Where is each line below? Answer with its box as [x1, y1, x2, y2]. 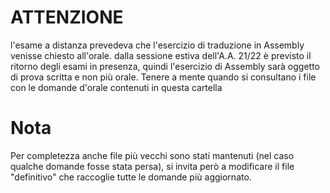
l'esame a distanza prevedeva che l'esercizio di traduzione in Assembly [10, 39, 305, 51]
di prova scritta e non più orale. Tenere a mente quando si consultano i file [10, 71, 317, 83]
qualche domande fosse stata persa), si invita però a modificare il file [10, 160, 295, 172]
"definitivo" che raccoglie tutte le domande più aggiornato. [10, 171, 252, 183]
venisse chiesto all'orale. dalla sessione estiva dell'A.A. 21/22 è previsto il [10, 49, 312, 61]
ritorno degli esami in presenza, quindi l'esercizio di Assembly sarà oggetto [10, 60, 320, 72]
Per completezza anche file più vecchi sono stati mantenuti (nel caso [10, 149, 295, 161]
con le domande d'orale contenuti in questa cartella [10, 81, 223, 93]
